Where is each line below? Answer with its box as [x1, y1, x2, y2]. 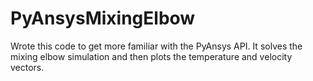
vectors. [10, 61, 45, 73]
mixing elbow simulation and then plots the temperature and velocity [10, 50, 293, 62]
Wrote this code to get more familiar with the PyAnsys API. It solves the [10, 40, 303, 52]
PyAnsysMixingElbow [10, 7, 196, 30]
